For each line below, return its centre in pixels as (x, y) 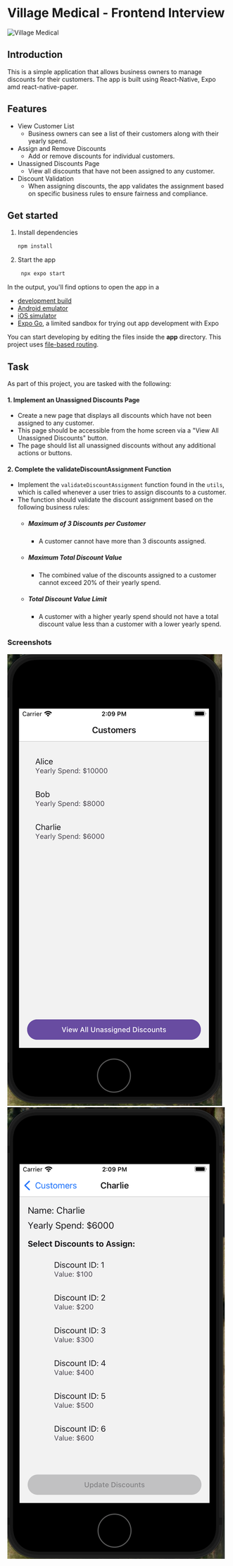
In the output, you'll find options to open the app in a (83, 287)
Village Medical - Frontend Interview (116, 13)
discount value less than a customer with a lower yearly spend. (130, 624)
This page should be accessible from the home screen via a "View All (118, 430)
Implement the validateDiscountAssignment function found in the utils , (121, 485)
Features (27, 109)
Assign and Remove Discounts (62, 148)
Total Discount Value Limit (67, 598)
